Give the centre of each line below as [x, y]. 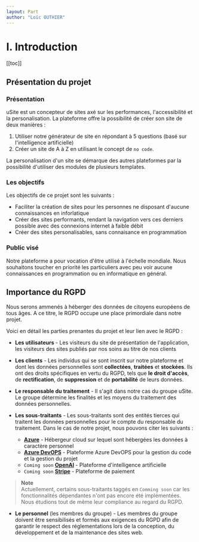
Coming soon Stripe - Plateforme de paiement [79, 471]
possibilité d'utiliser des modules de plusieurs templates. [76, 167]
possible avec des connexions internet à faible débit [79, 226]
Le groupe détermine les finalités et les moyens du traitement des [96, 397]
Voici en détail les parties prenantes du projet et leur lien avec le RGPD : [94, 331]
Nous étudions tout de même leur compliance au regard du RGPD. [102, 501]
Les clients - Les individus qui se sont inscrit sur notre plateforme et [99, 360]
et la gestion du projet [51, 458]
